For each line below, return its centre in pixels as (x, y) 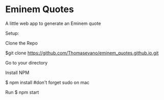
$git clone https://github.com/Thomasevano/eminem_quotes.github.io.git (82, 53)
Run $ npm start (22, 92)
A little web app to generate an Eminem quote (53, 23)
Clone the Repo (22, 43)
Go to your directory (26, 62)
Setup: (12, 33)
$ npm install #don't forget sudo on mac (47, 82)
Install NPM (17, 73)
